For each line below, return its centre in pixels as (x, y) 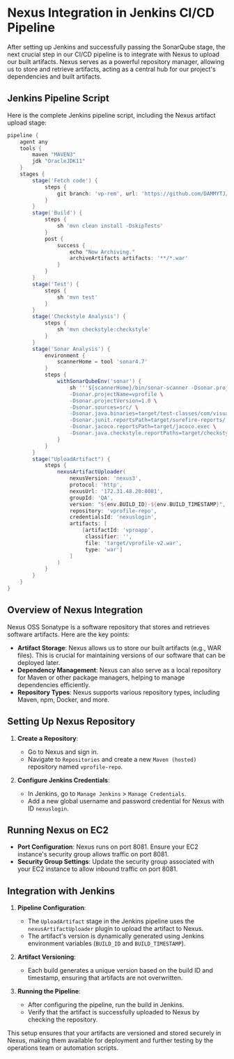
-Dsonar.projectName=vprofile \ (116, 394)
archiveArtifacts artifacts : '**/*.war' (129, 258)
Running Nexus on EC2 (58, 830)
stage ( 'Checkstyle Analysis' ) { (79, 317)
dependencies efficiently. (54, 684)
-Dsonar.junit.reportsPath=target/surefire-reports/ (148, 420)
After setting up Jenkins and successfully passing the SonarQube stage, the (116, 47)
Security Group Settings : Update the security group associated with (116, 862)
